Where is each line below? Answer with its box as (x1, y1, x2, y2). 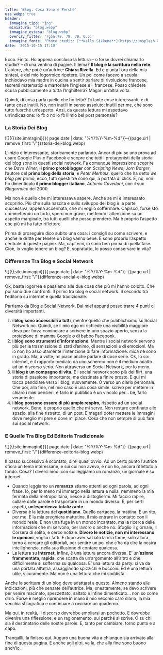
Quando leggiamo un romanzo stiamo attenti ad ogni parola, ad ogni (12, 483, 149, 489)
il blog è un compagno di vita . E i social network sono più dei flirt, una (12, 369, 153, 375)
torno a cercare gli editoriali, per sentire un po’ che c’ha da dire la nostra (12, 540, 157, 546)
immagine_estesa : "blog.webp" (9, 30, 70, 34)
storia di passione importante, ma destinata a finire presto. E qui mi (12, 374, 146, 380)
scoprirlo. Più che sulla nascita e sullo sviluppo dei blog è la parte (5, 200, 136, 206)
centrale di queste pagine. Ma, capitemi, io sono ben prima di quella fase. (5, 240, 152, 246)
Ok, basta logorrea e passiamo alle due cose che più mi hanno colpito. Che (5, 283, 155, 289)
